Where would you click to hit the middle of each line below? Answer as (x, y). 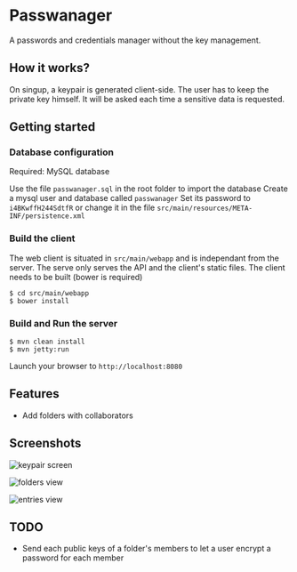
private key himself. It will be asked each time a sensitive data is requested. (147, 99)
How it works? (50, 68)
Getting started (52, 127)
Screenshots (45, 443)
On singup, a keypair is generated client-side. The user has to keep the (139, 89)
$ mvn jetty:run (39, 350)
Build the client (42, 238)
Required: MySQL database (60, 172)
